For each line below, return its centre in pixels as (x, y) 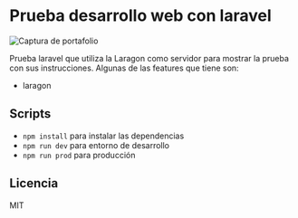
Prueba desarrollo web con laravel (140, 16)
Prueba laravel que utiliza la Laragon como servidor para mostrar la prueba (149, 58)
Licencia (34, 183)
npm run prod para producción (79, 155)
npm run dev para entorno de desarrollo (96, 145)
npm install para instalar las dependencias (103, 136)
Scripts (30, 114)
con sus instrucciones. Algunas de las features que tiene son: (124, 68)
